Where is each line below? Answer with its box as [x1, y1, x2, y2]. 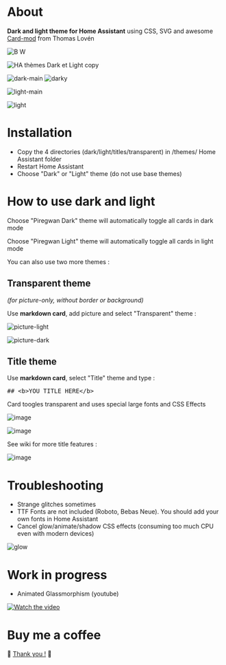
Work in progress [7, 567, 108, 582]
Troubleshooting [7, 477, 104, 493]
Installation [7, 125, 73, 141]
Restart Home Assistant [16, 162, 84, 171]
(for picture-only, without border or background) [7, 296, 144, 304]
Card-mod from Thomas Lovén [7, 34, 95, 42]
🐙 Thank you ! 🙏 [7, 650, 52, 658]
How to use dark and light [7, 194, 155, 210]
